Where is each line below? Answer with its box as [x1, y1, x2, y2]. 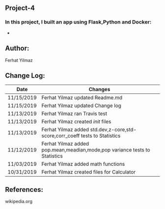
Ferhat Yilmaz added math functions [41, 161, 125, 168]
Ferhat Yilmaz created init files [41, 118, 111, 125]
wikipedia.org [5, 199, 33, 205]
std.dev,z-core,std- [90, 126, 137, 133]
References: [5, 185, 43, 194]
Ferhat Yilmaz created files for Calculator [41, 169, 136, 176]
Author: [5, 44, 29, 53]
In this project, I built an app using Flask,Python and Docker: [5, 19, 152, 26]
